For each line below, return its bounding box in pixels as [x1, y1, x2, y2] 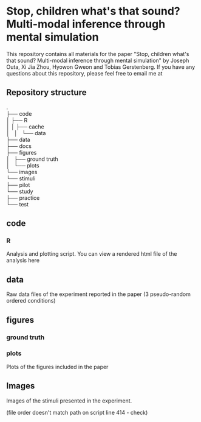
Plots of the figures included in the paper [6, 363, 109, 370]
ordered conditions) [6, 297, 56, 304]
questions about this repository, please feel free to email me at [6, 69, 163, 77]
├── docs [6, 142, 32, 150]
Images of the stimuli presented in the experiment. [6, 397, 132, 404]
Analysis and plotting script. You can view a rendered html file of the [6, 250, 177, 258]
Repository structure [6, 87, 87, 98]
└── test [6, 200, 29, 208]
